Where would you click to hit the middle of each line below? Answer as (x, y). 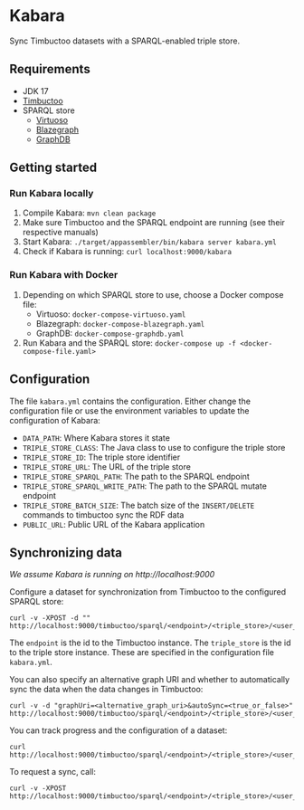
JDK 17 (35, 91)
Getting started (53, 168)
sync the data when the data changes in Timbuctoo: (106, 690)
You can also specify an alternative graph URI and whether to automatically (150, 680)
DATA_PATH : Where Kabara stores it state (96, 438)
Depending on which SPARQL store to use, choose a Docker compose (153, 294)
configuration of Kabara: (55, 420)
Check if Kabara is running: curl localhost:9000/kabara (127, 252)
